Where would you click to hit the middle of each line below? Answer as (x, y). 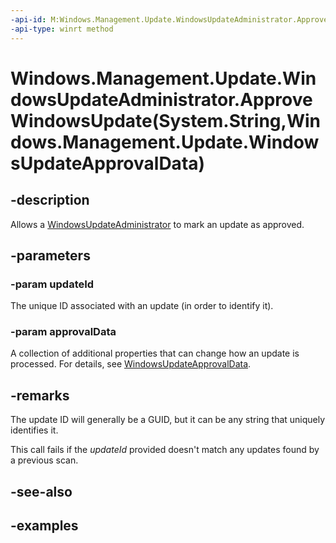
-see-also (41, 491)
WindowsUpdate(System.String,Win (165, 120)
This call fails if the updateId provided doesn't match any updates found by (165, 450)
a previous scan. (44, 460)
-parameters (50, 255)
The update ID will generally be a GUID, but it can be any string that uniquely (168, 420)
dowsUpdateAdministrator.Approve (161, 99)
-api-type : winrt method (62, 29)
